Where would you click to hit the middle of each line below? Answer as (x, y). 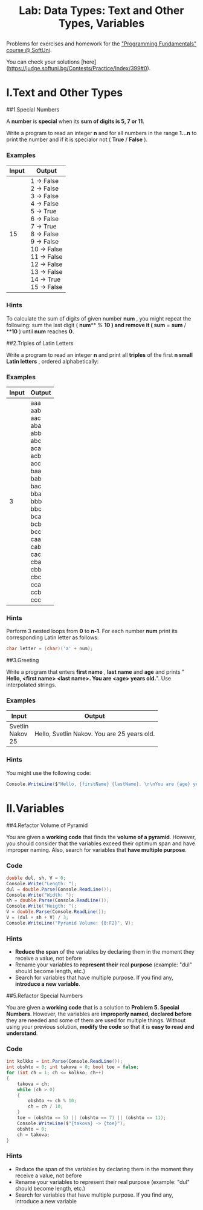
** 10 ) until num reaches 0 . (40, 331)
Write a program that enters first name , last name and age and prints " (95, 672)
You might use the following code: (49, 773)
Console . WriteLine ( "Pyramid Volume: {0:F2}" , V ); (70, 923)
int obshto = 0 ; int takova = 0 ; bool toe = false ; (72, 1067)
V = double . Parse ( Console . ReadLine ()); (56, 912)
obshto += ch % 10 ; (53, 1101)
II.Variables (35, 808)
